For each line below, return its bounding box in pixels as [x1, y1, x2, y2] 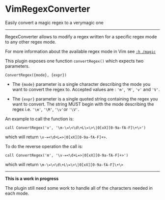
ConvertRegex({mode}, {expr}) [5, 73, 67, 77]
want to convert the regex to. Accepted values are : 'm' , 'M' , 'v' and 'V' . [12, 86, 160, 92]
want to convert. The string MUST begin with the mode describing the [12, 101, 154, 107]
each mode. [5, 190, 29, 196]
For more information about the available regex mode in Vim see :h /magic [5, 48, 156, 54]
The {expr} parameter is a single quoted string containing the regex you [12, 96, 158, 101]
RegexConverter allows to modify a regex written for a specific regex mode [5, 33, 157, 40]
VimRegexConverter [5, 3, 90, 15]
